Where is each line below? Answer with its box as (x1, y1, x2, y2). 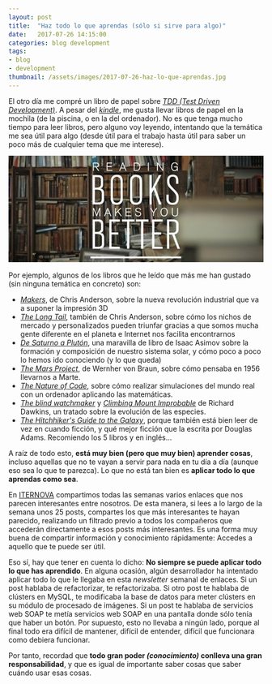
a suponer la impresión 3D (19, 303, 108, 313)
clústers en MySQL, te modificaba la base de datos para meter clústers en (8, 592, 257, 602)
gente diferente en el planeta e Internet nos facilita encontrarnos (19, 329, 236, 339)
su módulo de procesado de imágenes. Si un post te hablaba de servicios (8, 600, 253, 610)
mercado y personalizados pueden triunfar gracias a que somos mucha (19, 320, 259, 330)
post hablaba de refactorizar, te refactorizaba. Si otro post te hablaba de (8, 583, 249, 593)
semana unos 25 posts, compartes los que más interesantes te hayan (8, 507, 240, 517)
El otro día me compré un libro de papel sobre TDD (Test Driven (8, 96, 220, 105)
